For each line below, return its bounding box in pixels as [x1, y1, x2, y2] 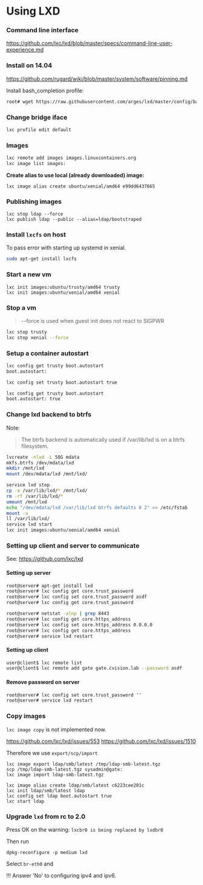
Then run [6, 838, 29, 845]
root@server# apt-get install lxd [6, 583, 94, 589]
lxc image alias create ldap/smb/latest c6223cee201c [6, 782, 145, 788]
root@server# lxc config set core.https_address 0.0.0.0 [6, 622, 153, 628]
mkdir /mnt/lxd [6, 466, 45, 472]
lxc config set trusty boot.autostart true [6, 379, 118, 385]
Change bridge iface [6, 113, 68, 121]
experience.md [6, 46, 44, 53]
